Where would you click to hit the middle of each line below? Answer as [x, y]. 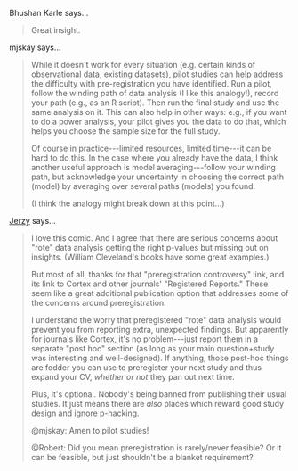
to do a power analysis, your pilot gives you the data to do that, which [158, 121]
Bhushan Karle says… [49, 13]
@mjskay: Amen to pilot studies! [90, 430]
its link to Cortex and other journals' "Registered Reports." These [149, 284]
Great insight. [56, 30]
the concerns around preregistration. [98, 303]
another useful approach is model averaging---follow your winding [153, 167]
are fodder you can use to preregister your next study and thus [146, 368]
